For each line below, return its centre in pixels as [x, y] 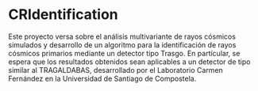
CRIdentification [63, 15]
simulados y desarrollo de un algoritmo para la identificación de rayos [122, 44]
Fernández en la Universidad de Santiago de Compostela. [102, 78]
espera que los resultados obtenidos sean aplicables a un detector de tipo [129, 62]
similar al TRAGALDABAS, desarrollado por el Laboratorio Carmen [116, 70]
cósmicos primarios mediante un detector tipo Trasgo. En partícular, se [124, 53]
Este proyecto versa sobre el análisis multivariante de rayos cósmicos [122, 36]
